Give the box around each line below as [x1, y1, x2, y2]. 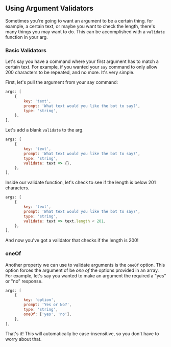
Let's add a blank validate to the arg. [5, 127, 84, 133]
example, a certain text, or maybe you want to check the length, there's [5, 23, 156, 29]
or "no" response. [5, 278, 43, 284]
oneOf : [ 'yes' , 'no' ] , [23, 312, 72, 317]
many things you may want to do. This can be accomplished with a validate [5, 28, 165, 35]
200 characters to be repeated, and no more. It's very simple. [5, 69, 135, 76]
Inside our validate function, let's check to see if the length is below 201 [5, 179, 156, 186]
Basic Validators [5, 47, 47, 54]
